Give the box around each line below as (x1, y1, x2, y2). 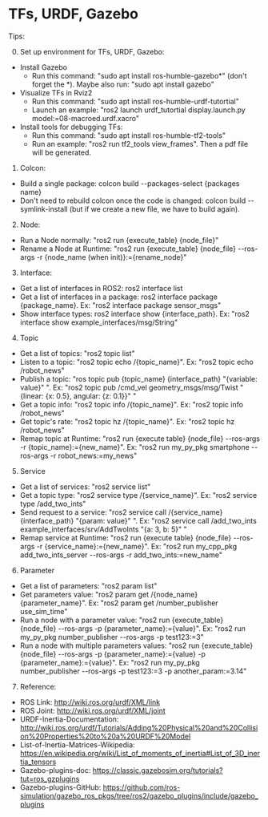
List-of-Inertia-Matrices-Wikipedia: (19, 739, 135, 750)
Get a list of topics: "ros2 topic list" (19, 348, 135, 358)
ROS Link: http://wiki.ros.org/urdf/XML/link (19, 697, 161, 706)
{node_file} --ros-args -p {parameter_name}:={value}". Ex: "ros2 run (19, 623, 246, 633)
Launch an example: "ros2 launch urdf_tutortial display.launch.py (31, 105, 246, 115)
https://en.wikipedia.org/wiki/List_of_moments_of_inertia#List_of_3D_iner (19, 748, 260, 758)
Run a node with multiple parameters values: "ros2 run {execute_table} (19, 641, 254, 650)
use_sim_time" (19, 606, 68, 616)
